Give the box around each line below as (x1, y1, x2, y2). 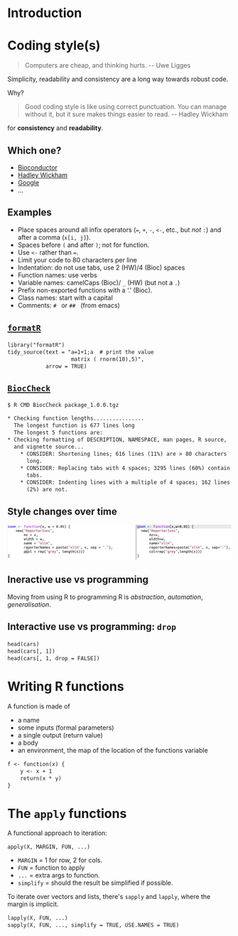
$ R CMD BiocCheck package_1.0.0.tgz (7, 402, 119, 409)
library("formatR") (7, 341, 65, 349)
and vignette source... (13, 443, 84, 451)
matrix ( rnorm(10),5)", (70, 356, 144, 363)
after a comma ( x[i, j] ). (17, 233, 91, 241)
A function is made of (7, 702, 70, 711)
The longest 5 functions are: (13, 429, 103, 437)
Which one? (7, 144, 62, 156)
